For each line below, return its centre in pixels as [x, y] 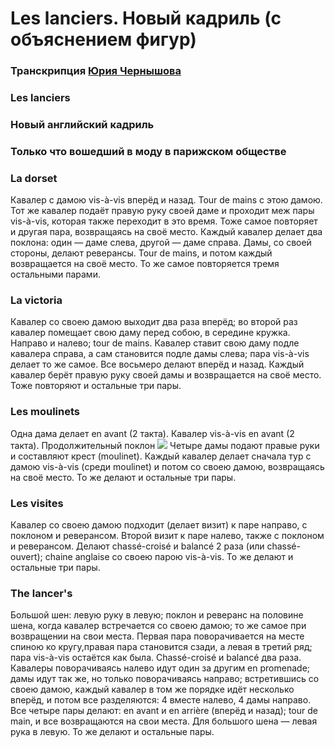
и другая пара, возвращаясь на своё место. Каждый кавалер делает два [166, 232]
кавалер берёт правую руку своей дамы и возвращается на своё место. [166, 375]
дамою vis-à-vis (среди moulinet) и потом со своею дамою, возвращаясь [167, 466]
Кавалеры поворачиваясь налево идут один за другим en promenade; [160, 668]
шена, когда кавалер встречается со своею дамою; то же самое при [158, 626]
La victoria [36, 300]
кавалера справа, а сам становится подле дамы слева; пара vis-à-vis [160, 354]
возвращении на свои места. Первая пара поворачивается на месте [157, 636]
